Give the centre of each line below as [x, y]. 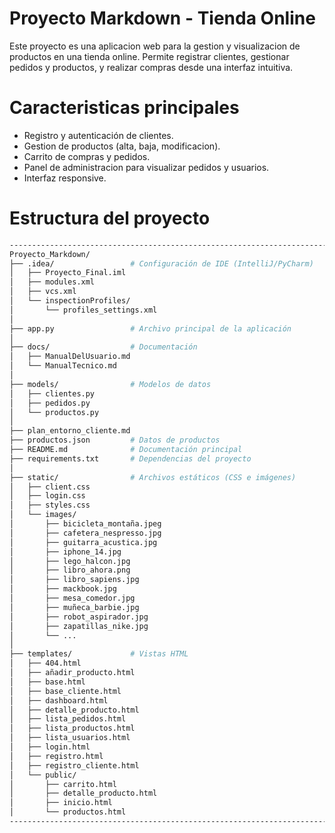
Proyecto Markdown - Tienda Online [162, 18]
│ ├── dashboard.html [59, 700]
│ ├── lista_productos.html [72, 728]
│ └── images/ [43, 515]
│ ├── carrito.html [63, 784]
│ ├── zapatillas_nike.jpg [79, 626]
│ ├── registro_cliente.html [74, 765]
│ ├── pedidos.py [50, 403]
